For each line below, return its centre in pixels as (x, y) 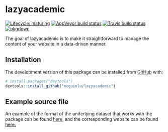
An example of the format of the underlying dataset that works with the (79, 114)
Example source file (37, 101)
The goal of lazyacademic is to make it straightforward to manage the (77, 38)
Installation (23, 60)
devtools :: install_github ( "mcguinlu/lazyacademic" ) (60, 86)
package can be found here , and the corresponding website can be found (82, 119)
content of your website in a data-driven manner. (56, 43)
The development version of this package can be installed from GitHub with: (84, 72)
